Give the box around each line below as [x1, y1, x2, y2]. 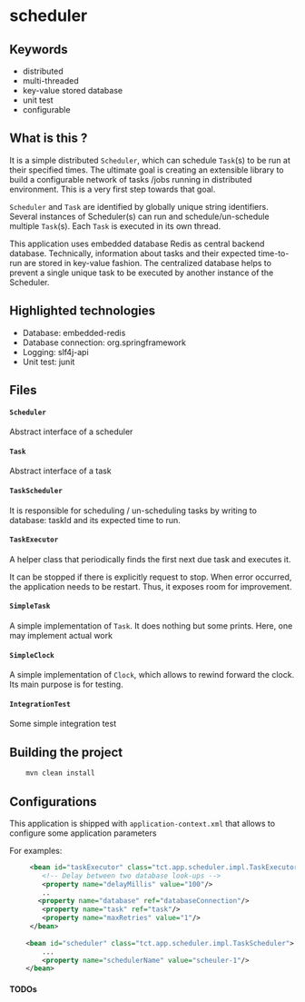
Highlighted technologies [9, 303, 156, 319]
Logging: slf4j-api [22, 346, 89, 357]
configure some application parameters [9, 828, 157, 838]
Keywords [9, 42, 68, 57]
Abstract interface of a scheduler [9, 426, 133, 437]
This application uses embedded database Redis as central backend [9, 238, 265, 249]
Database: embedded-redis [22, 327, 126, 338]
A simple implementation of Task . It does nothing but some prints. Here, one [9, 620, 293, 631]
